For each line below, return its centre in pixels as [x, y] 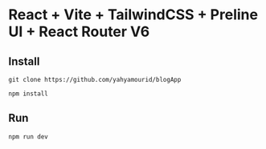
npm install [28, 94]
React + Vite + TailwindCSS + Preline [133, 15]
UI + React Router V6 [79, 32]
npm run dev [28, 137]
